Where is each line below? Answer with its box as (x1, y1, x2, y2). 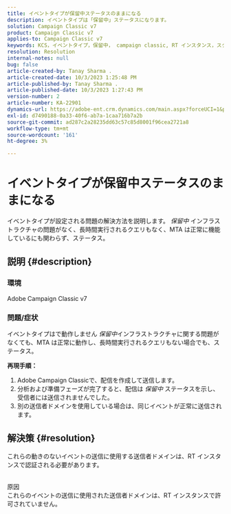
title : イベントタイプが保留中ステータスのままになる (7, 10, 142, 17)
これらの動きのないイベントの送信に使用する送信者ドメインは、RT (7, 451, 196, 460)
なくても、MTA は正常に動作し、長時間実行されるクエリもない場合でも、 (7, 338, 214, 347)
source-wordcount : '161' (7, 131, 78, 138)
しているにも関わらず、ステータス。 (7, 234, 109, 243)
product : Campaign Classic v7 (7, 29, 94, 36)
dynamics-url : (7, 106, 48, 113)
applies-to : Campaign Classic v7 (7, 36, 103, 43)
